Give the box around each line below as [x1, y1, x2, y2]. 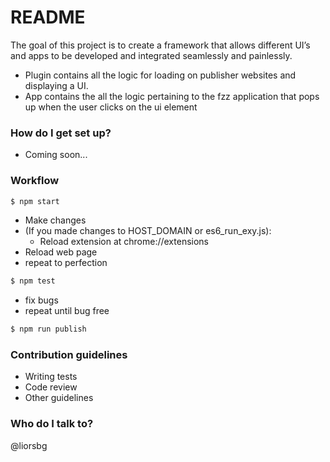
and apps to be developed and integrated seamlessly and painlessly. [10, 49, 293, 61]
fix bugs [24, 294, 59, 306]
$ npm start [10, 196, 60, 206]
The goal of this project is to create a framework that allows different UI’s [10, 39, 311, 51]
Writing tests [24, 371, 78, 383]
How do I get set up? [10, 126, 112, 140]
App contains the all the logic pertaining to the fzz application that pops [24, 90, 320, 102]
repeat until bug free [24, 305, 110, 317]
